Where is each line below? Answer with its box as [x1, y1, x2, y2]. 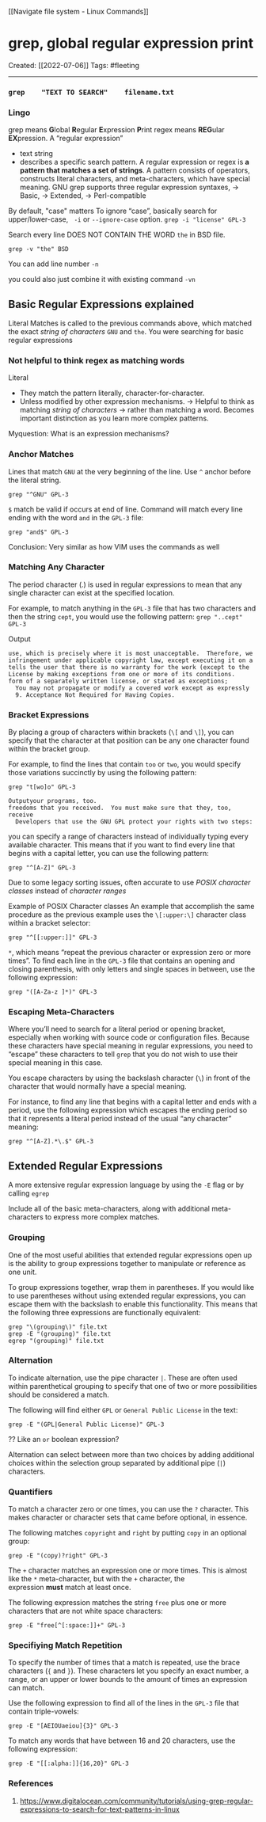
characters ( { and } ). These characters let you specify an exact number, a [8, 1666, 249, 1676]
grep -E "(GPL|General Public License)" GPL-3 [8, 1421, 165, 1428]
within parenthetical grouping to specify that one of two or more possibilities [8, 1381, 257, 1390]
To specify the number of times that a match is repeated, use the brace [8, 1658, 240, 1668]
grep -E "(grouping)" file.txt [8, 1329, 112, 1337]
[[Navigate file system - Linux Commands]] [8, 7, 149, 16]
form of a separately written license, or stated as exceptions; [8, 677, 228, 685]
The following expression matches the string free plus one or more [8, 1598, 227, 1607]
